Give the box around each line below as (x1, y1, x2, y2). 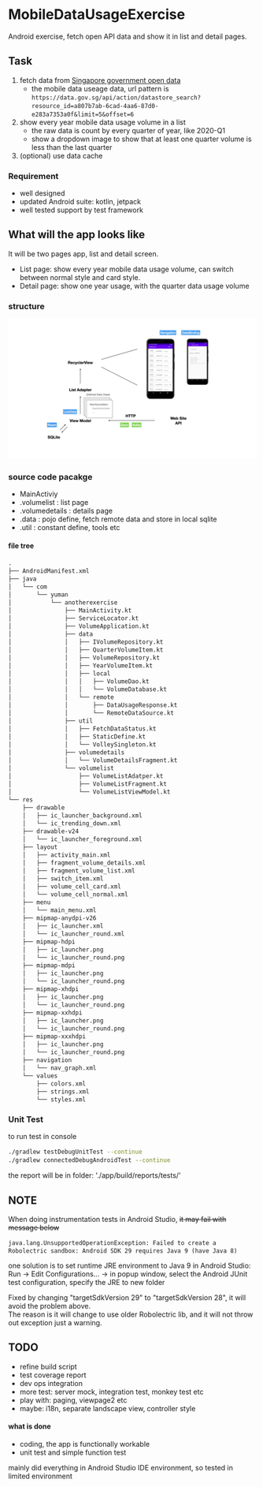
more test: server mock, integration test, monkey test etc (19, 1387, 204, 1396)
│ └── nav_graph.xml (22, 1064, 97, 1072)
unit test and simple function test (19, 1448, 127, 1457)
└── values (22, 1072, 58, 1080)
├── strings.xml (36, 1088, 90, 1096)
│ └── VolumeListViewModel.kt (8, 788, 171, 796)
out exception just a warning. (8, 1318, 102, 1328)
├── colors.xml (36, 1080, 87, 1088)
